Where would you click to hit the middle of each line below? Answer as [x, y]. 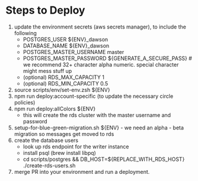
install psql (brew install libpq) [59, 153]
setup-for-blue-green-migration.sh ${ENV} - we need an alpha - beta [99, 128]
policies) [25, 102]
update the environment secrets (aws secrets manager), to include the [100, 27]
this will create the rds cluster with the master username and [97, 115]
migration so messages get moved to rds [64, 134]
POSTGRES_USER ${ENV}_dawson [66, 39]
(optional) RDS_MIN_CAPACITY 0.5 [66, 83]
